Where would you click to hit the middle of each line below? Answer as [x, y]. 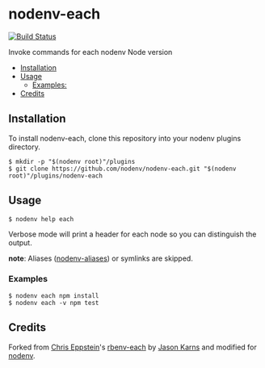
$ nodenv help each [41, 219]
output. [20, 242]
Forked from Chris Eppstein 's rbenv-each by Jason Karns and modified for [132, 347]
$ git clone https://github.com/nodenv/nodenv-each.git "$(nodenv [122, 169]
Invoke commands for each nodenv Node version [90, 52]
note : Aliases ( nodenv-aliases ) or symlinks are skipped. [101, 258]
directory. [24, 147]
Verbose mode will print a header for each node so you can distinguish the [132, 234]
